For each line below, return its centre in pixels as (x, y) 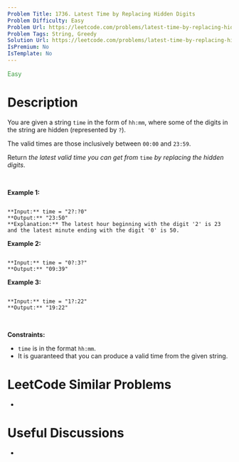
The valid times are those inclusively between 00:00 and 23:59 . (99, 144)
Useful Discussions (66, 433)
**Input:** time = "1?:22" (47, 301)
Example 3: (24, 282)
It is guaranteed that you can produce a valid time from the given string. (123, 355)
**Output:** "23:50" (38, 217)
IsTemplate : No (30, 54)
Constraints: (26, 334)
